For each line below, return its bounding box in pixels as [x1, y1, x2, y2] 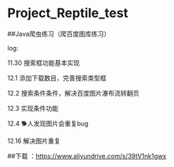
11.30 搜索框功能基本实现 [7, 59, 80, 67]
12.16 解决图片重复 [7, 136, 61, 145]
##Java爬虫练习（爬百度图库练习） [7, 29, 111, 38]
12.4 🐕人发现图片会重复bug [7, 119, 89, 128]
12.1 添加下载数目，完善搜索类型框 [7, 74, 107, 82]
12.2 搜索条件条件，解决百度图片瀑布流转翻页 [7, 88, 140, 97]
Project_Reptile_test [7, 5, 129, 21]
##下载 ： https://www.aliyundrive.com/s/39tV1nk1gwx [7, 151, 167, 160]
